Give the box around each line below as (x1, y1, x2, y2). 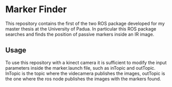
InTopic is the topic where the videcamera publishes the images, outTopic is (5, 70, 165, 76)
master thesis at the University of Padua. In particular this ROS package (5, 25, 157, 32)
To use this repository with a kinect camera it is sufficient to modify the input (5, 60, 167, 66)
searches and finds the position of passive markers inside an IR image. (5, 31, 155, 37)
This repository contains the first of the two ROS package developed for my (5, 20, 165, 26)
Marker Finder (5, 4, 67, 15)
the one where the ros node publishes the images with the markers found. (5, 75, 161, 82)
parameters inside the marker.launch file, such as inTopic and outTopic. (5, 65, 156, 71)
